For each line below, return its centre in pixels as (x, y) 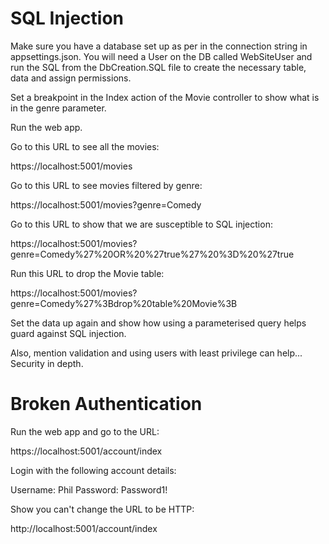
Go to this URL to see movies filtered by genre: (106, 185)
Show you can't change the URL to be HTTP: (102, 509)
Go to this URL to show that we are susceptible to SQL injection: (141, 224)
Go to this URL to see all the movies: (85, 146)
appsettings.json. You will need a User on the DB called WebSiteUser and (161, 56)
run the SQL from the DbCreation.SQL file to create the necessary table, (158, 67)
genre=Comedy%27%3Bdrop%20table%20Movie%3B (124, 303)
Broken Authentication (106, 404)
